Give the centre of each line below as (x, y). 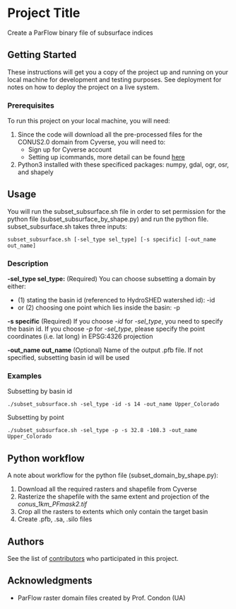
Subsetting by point (36, 417)
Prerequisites (31, 106)
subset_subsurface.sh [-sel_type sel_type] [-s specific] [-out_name (112, 239)
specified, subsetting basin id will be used (69, 358)
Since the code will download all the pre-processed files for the (110, 135)
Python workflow (46, 458)
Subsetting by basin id (40, 392)
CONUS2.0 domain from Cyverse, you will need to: (92, 142)
